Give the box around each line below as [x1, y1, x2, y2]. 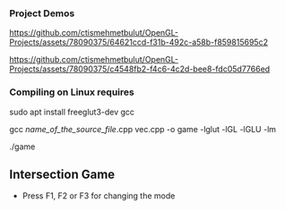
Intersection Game [9, 166, 116, 181]
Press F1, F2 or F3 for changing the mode [22, 190, 176, 201]
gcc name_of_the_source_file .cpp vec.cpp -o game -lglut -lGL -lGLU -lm [9, 123, 276, 134]
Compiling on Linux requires [9, 86, 134, 98]
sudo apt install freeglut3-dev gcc [9, 106, 135, 117]
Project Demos [9, 7, 75, 20]
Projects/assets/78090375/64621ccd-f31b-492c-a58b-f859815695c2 [9, 37, 269, 47]
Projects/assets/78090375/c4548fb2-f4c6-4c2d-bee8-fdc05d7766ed [9, 63, 271, 74]
